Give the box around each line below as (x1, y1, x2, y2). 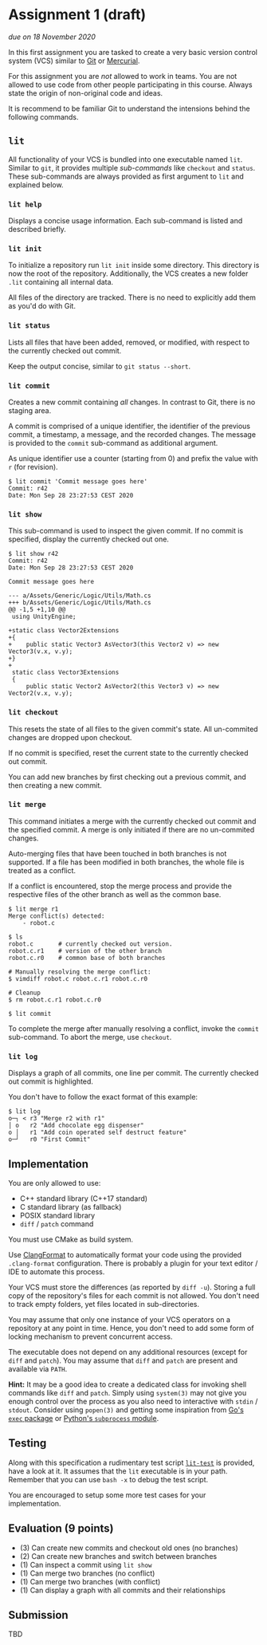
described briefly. (8, 225, 66, 234)
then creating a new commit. (8, 780, 102, 790)
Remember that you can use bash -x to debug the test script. (8, 1474, 209, 1484)
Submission (8, 1608, 69, 1622)
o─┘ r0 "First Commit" (8, 1135, 91, 1143)
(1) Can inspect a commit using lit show (19, 1560, 153, 1569)
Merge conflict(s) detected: (8, 911, 105, 920)
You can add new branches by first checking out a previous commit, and (8, 772, 246, 781)
